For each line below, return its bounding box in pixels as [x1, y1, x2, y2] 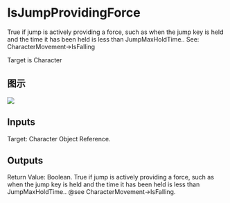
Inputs [7, 116, 36, 128]
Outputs [7, 155, 44, 166]
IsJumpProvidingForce [7, 5, 141, 21]
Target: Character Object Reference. [7, 134, 111, 143]
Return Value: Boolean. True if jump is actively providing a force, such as [7, 173, 215, 182]
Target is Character [7, 55, 62, 64]
